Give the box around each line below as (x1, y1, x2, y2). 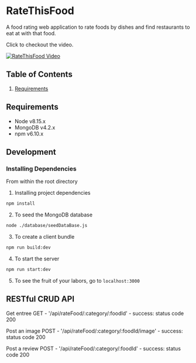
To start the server (14, 255, 60, 262)
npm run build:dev (6, 245, 51, 250)
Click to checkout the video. (6, 41, 74, 48)
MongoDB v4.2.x (14, 124, 56, 131)
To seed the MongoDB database (14, 211, 92, 218)
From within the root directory (6, 178, 78, 185)
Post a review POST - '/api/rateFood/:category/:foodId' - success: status (6, 345, 181, 352)
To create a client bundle (14, 233, 75, 240)
